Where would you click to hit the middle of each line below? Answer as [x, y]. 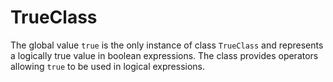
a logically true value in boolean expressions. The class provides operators [164, 55]
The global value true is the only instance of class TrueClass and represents [167, 45]
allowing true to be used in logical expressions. [108, 66]
